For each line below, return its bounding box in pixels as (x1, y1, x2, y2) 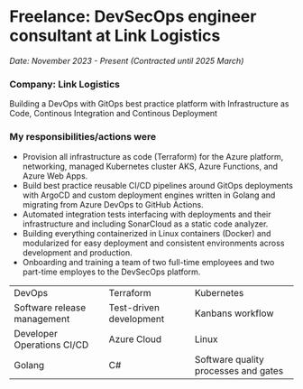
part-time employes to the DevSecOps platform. (22, 266, 201, 277)
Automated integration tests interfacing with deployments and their (22, 208, 272, 219)
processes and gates (194, 364, 284, 376)
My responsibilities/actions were (9, 131, 156, 144)
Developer (14, 327, 59, 339)
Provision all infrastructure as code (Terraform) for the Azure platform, (22, 151, 284, 162)
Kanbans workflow (194, 307, 274, 320)
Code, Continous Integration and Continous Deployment (9, 108, 218, 119)
